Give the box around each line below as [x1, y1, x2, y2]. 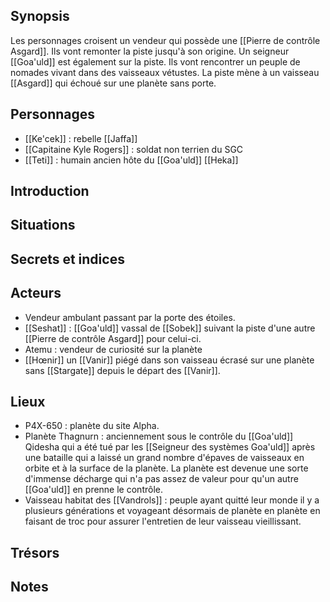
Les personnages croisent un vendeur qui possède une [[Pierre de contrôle [10, 34, 321, 46]
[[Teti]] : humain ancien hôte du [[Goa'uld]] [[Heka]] [24, 154, 239, 166]
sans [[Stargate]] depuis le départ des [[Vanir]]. [24, 364, 221, 376]
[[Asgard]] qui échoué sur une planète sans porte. [10, 77, 217, 89]
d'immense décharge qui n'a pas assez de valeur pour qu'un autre [24, 473, 299, 485]
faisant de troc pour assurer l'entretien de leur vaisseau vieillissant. [24, 515, 302, 528]
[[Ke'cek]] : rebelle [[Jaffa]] [24, 132, 138, 144]
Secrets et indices [10, 250, 125, 268]
